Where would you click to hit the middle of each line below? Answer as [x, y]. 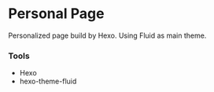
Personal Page [56, 14]
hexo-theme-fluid [48, 81]
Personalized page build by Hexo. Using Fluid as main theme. [107, 35]
